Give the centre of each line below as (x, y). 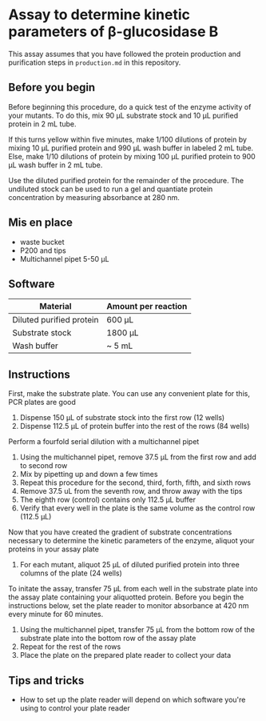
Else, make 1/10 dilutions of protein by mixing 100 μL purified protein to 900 (132, 156)
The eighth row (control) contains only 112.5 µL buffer (107, 500)
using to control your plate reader (75, 708)
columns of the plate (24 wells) (71, 573)
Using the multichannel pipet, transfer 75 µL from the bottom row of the (137, 630)
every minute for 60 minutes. (56, 615)
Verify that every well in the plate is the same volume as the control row (137, 508)
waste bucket (42, 242)
